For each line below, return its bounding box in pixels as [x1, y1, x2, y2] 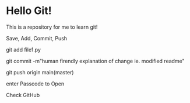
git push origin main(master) [6, 68, 74, 75]
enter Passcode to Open [6, 80, 65, 87]
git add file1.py [6, 46, 41, 53]
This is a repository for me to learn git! [6, 23, 98, 30]
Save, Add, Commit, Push [6, 35, 68, 42]
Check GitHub [6, 91, 40, 98]
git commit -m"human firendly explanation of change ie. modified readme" [6, 57, 185, 64]
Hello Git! [6, 4, 52, 18]
